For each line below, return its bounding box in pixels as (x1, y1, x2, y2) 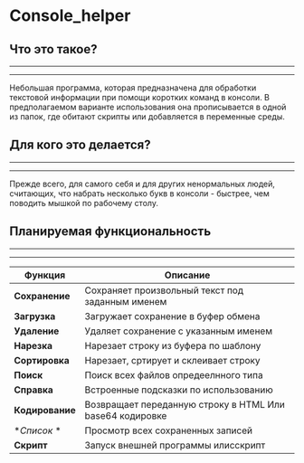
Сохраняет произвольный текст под (84, 284, 244, 297)
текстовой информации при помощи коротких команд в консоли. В (9, 92, 270, 102)
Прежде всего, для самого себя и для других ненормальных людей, (9, 178, 276, 189)
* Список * (14, 424, 62, 437)
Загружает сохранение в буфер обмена (84, 309, 261, 322)
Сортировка (14, 354, 70, 366)
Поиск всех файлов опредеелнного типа (84, 368, 264, 381)
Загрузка (14, 309, 56, 322)
